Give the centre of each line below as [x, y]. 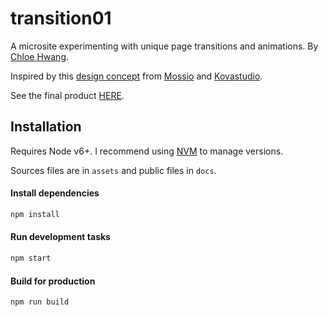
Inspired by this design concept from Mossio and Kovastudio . [136, 76]
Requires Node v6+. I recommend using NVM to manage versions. [147, 151]
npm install [35, 214]
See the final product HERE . [67, 95]
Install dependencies [55, 193]
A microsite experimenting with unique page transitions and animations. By [164, 46]
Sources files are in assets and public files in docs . [113, 170]
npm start [31, 258]
